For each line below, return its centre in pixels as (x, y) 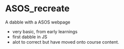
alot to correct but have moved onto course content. (66, 42)
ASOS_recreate (37, 9)
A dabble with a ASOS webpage (38, 22)
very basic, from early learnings (45, 31)
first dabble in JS (30, 37)
